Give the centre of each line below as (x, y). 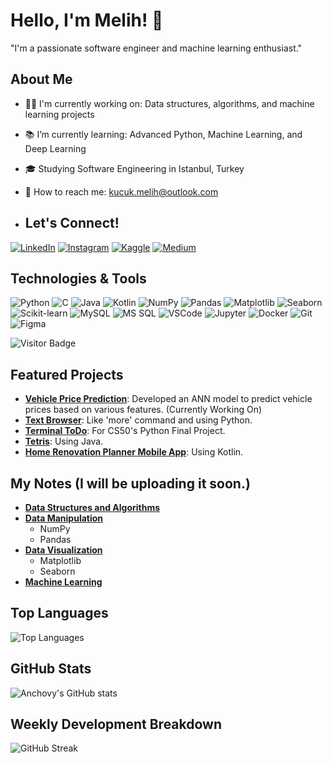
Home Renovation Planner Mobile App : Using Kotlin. (134, 452)
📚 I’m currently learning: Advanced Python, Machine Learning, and (163, 134)
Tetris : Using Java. (64, 441)
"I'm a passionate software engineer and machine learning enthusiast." (156, 48)
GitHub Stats (51, 669)
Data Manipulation (64, 518)
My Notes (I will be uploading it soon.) (130, 483)
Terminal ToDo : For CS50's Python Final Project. (125, 431)
